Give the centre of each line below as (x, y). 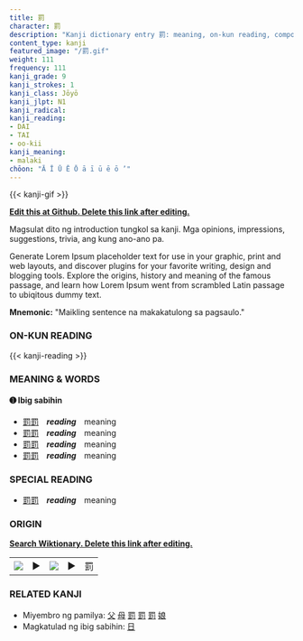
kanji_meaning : (38, 152)
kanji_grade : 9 (38, 77)
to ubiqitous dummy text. (55, 295)
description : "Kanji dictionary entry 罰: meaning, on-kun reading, (140, 34)
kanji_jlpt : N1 (38, 102)
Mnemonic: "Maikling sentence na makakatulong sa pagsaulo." (127, 312)
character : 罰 (35, 26)
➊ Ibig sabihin (36, 400)
